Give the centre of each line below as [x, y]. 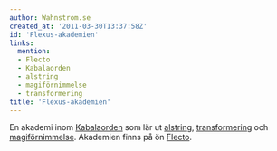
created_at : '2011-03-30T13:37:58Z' [78, 26]
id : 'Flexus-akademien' [54, 34]
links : [22, 43]
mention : [34, 52]
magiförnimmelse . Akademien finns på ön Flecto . [101, 137]
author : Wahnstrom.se [50, 18]
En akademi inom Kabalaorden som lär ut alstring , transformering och [139, 127]
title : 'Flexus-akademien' [60, 102]
